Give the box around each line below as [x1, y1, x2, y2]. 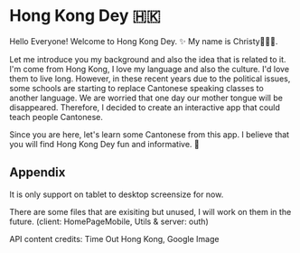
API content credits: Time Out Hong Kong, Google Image [9, 233, 220, 244]
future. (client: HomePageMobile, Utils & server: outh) [9, 216, 210, 227]
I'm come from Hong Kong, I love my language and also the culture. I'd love [9, 63, 290, 74]
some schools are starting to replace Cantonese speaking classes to [9, 82, 264, 93]
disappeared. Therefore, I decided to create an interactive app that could [9, 101, 280, 113]
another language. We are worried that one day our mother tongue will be [9, 92, 283, 103]
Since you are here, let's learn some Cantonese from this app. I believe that [9, 128, 290, 140]
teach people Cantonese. [9, 111, 104, 122]
